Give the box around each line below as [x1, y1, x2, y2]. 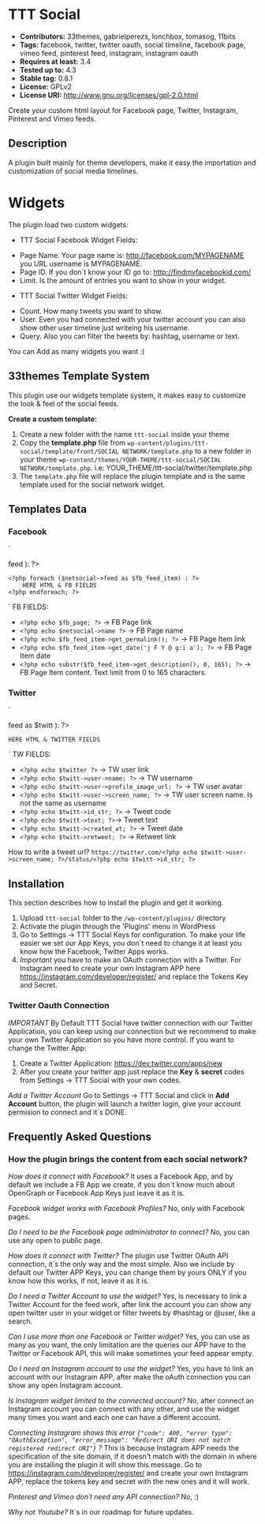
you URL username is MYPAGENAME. [19, 259, 143, 268]
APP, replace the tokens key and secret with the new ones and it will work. [8, 1477, 250, 1486]
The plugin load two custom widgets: [8, 219, 129, 230]
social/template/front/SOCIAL [19, 447, 120, 455]
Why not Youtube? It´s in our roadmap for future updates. [8, 1507, 195, 1517]
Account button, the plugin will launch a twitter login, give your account [8, 1099, 241, 1108]
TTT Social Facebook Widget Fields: [19, 235, 138, 245]
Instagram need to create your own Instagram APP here [19, 964, 201, 973]
